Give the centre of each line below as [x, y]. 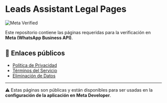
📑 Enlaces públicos [35, 53]
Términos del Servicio [35, 70]
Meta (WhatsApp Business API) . [39, 38]
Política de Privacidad [35, 65]
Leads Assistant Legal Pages [66, 9]
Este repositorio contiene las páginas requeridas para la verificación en [78, 32]
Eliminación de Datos [34, 76]
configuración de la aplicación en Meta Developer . [58, 95]
